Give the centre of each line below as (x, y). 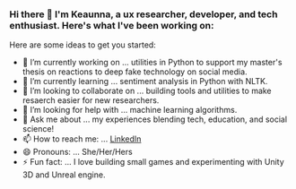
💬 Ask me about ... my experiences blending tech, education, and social (155, 119)
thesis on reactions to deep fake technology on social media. (135, 72)
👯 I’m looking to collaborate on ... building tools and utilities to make (147, 91)
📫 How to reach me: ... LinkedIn (82, 139)
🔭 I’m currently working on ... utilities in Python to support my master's (152, 63)
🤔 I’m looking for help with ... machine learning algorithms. (130, 110)
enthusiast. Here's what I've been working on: (112, 25)
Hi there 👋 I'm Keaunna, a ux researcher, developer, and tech (144, 14)
